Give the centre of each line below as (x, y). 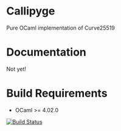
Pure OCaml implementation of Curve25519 (61, 28)
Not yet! (16, 69)
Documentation (47, 52)
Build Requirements (57, 93)
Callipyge (31, 11)
